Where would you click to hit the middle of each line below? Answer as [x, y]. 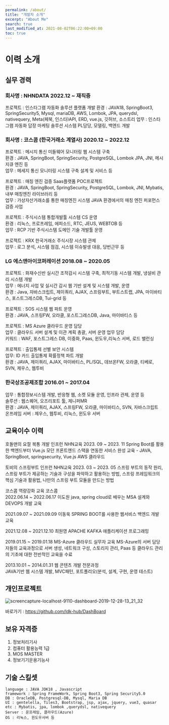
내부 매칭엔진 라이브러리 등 [32, 194]
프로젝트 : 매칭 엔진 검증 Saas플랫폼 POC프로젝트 [54, 182]
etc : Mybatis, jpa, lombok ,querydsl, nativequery [61, 707]
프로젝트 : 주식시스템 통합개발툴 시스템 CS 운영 [51, 217]
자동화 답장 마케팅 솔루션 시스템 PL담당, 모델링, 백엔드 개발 [72, 125]
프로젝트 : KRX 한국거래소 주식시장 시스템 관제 [51, 240]
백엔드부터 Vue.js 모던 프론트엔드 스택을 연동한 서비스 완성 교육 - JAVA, [81, 450]
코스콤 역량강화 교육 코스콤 [32, 491]
